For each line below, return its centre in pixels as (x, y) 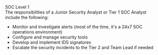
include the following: (27, 17)
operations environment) (37, 32)
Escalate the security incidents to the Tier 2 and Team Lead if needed (83, 47)
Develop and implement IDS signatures (52, 42)
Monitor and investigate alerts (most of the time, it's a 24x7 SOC (77, 27)
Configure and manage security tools (50, 37)
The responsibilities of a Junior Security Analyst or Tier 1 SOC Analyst (76, 12)
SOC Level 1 (17, 7)
